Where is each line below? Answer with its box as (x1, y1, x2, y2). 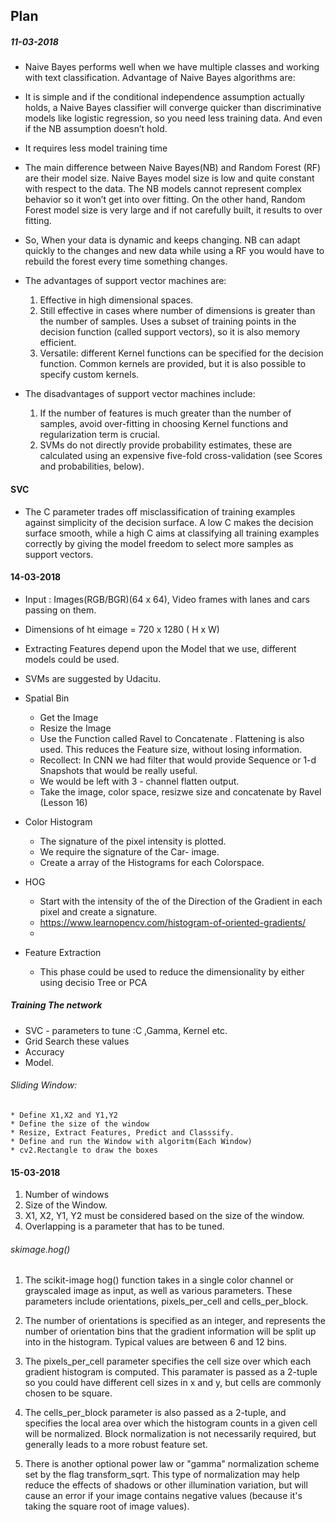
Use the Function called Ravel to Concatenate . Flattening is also (39, 732, 305, 744)
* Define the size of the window (10, 1119, 150, 1129)
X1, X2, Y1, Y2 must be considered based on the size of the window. (24, 1210, 305, 1222)
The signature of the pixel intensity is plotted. (39, 835, 227, 847)
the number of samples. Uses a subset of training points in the (39, 315, 297, 328)
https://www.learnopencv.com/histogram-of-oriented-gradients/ (39, 916, 307, 928)
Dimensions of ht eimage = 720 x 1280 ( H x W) (24, 623, 220, 635)
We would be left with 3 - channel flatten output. (39, 775, 240, 787)
